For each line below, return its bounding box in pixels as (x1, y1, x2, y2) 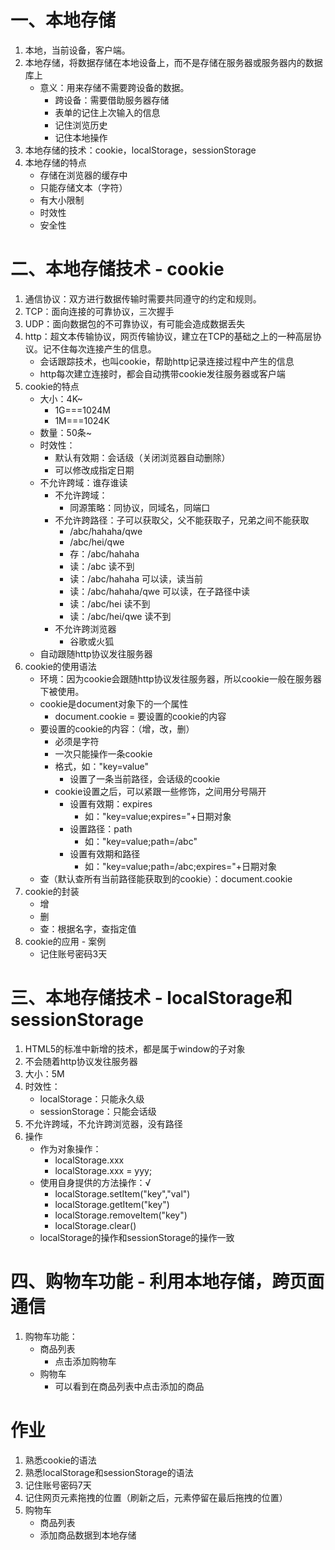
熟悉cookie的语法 (24, 1454, 97, 1466)
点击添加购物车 (54, 1355, 117, 1367)
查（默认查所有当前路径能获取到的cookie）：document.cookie (39, 872, 293, 885)
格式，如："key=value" (54, 760, 150, 772)
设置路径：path (69, 822, 133, 835)
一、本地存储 (10, 9, 117, 32)
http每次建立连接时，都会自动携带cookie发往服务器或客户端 (39, 367, 286, 380)
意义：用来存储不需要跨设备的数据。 (39, 81, 190, 93)
